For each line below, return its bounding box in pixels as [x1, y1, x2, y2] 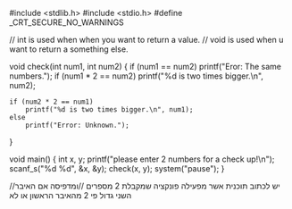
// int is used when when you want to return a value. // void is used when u [9, 35, 284, 45]
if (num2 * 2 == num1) [9, 97, 94, 106]
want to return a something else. [9, 44, 129, 54]
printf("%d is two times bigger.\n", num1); [25, 105, 194, 114]
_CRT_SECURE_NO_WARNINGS [9, 17, 125, 28]
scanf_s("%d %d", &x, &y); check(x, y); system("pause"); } [9, 163, 225, 173]
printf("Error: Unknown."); [25, 121, 129, 130]
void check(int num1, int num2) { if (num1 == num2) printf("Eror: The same [9, 62, 281, 71]
